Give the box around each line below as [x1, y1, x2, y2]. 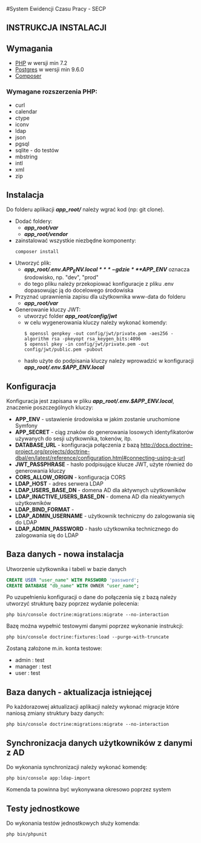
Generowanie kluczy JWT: [15, 306, 81, 313]
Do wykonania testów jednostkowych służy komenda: [6, 819, 140, 827]
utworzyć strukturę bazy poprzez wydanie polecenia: [6, 600, 139, 608]
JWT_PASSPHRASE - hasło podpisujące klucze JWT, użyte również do [15, 461, 193, 468]
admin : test [15, 657, 45, 664]
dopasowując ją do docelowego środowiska [24, 286, 134, 294]
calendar [15, 107, 38, 115]
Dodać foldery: [15, 218, 53, 225]
